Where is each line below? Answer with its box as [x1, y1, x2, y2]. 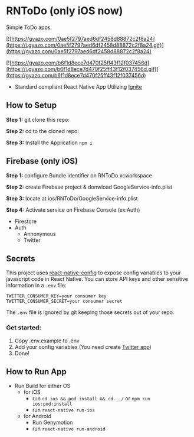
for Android [23, 413, 51, 420]
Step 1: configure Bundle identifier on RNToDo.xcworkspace [6, 171, 152, 179]
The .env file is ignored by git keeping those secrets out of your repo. [6, 309, 175, 316]
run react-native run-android [32, 425, 106, 432]
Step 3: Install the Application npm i [6, 139, 93, 146]
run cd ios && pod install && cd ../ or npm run [32, 395, 150, 402]
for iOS [23, 389, 41, 396]
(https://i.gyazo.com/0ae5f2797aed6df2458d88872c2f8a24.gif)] [6, 41, 164, 48]
